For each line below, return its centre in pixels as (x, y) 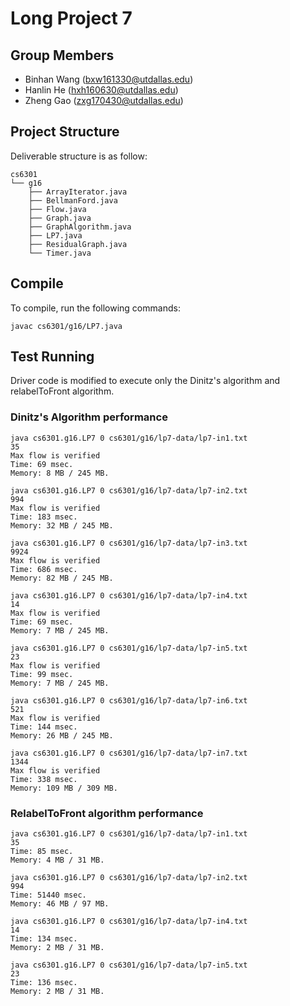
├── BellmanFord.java (73, 200)
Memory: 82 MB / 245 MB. (62, 578)
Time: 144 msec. (44, 727)
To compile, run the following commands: (95, 308)
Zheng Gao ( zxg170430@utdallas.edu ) (104, 100)
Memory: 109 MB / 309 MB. (64, 788)
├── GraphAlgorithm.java (80, 227)
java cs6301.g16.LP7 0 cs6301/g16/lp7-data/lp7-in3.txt (129, 543)
